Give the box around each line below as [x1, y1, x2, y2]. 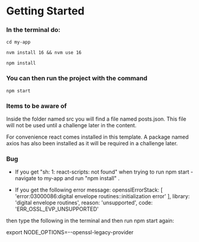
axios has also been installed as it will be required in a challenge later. [6, 140, 178, 147]
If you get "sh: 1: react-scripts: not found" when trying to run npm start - [14, 168, 194, 175]
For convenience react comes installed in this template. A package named [6, 133, 189, 141]
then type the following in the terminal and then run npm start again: [6, 217, 174, 225]
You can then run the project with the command [6, 74, 148, 82]
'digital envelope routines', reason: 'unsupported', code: [14, 199, 153, 207]
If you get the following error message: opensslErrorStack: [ [14, 186, 163, 193]
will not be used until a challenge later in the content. [6, 122, 137, 129]
